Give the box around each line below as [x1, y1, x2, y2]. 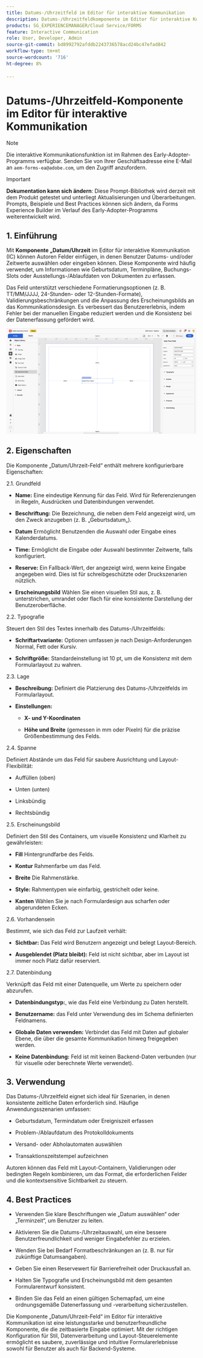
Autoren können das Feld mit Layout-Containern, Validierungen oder [6, 1164, 176, 1171]
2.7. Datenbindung [6, 968, 52, 976]
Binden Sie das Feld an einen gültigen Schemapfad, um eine [14, 1295, 165, 1302]
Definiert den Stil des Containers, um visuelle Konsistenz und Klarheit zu [6, 832, 187, 840]
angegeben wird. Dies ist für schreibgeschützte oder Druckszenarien [14, 570, 187, 578]
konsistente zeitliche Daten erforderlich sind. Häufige [6, 1099, 139, 1107]
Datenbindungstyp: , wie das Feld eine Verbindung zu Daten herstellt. [14, 999, 189, 1006]
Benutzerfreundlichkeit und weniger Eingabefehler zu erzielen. [14, 1235, 171, 1243]
